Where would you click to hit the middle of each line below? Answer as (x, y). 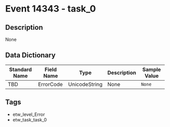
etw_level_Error (29, 114)
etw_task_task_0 (30, 119)
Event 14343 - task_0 (51, 9)
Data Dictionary (30, 55)
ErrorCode (50, 84)
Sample (152, 70)
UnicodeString (85, 84)
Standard (20, 70)
